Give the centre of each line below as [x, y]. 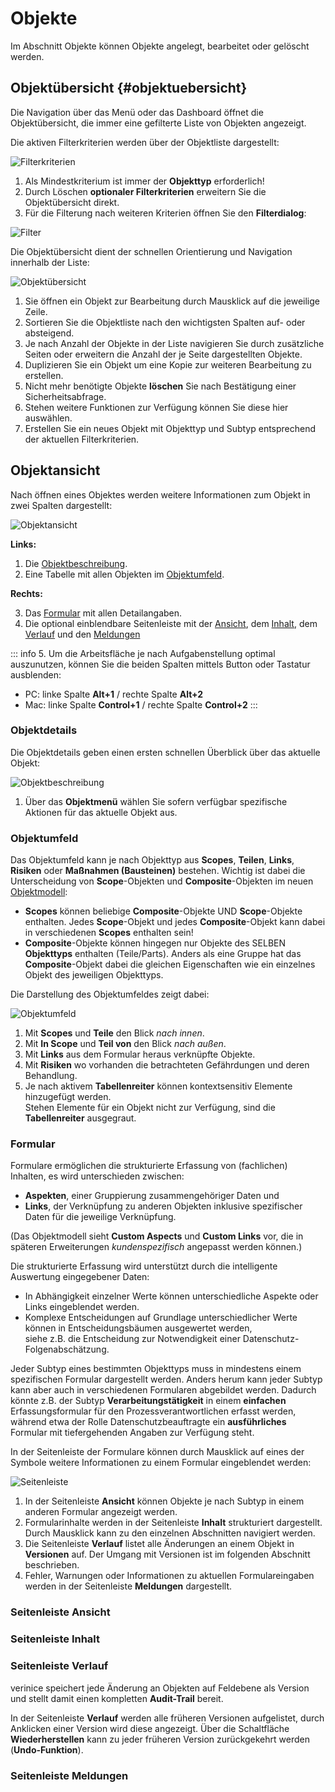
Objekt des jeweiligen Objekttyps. [94, 975]
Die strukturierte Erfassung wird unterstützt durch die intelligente [144, 1266]
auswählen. [48, 418]
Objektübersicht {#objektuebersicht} [129, 88]
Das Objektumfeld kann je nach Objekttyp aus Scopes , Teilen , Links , [152, 860]
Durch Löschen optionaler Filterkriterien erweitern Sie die [145, 191]
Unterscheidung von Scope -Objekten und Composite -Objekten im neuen [162, 881]
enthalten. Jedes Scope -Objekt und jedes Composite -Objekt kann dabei [175, 922]
